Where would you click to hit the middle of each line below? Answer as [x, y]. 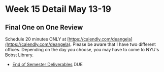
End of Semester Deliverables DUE [47, 64]
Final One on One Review [44, 27]
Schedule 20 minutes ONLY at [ [37, 39]
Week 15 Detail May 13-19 [58, 9]
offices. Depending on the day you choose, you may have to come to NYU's [82, 50]
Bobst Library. [19, 55]
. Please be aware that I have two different [113, 44]
